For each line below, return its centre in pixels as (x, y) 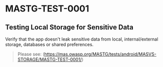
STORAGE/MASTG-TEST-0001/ (49, 59)
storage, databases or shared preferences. (49, 44)
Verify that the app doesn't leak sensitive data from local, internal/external (82, 39)
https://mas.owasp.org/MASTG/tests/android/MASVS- (100, 54)
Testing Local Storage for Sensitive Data (69, 27)
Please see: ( (31, 54)
